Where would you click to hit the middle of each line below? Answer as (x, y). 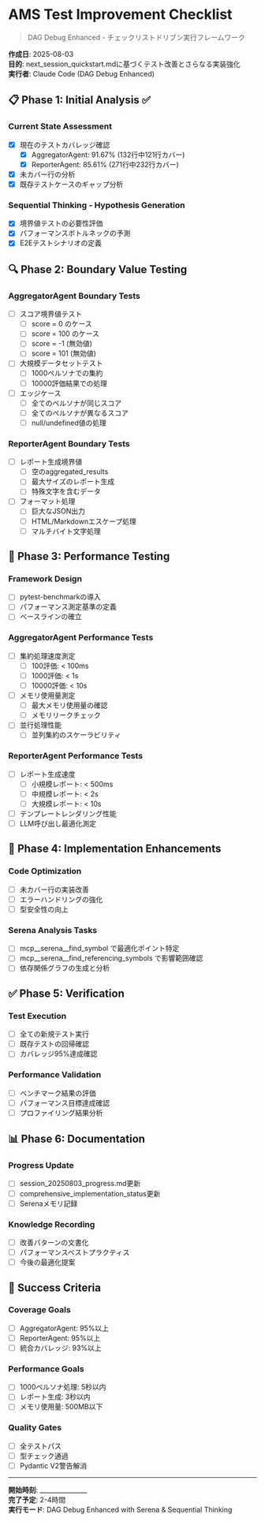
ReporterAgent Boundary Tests (69, 443)
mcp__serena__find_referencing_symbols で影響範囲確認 (111, 958)
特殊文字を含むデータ (66, 491)
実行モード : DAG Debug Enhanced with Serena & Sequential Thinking (120, 1509)
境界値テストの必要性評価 (61, 223)
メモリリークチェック (66, 715)
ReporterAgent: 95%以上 (60, 1337)
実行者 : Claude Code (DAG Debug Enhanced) (82, 73)
